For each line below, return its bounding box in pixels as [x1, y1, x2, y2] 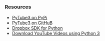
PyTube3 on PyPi [11, 15, 47, 21]
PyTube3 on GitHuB [11, 20, 53, 26]
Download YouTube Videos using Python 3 [11, 31, 100, 37]
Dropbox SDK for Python [11, 25, 63, 31]
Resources [4, 3, 31, 10]
